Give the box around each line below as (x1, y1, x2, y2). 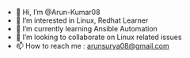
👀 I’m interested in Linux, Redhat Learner (15, 16, 149, 25)
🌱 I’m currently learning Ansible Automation (15, 24, 158, 33)
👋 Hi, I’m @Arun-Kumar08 (15, 8, 101, 16)
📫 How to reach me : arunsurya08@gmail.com (15, 42, 169, 50)
